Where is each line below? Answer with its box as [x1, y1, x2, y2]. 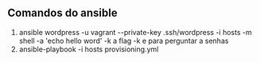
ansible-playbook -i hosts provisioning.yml [18, 44, 159, 54]
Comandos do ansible [7, 6, 118, 20]
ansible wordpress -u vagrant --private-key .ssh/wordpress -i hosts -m [18, 27, 252, 37]
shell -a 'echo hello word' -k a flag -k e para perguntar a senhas [18, 36, 229, 45]
